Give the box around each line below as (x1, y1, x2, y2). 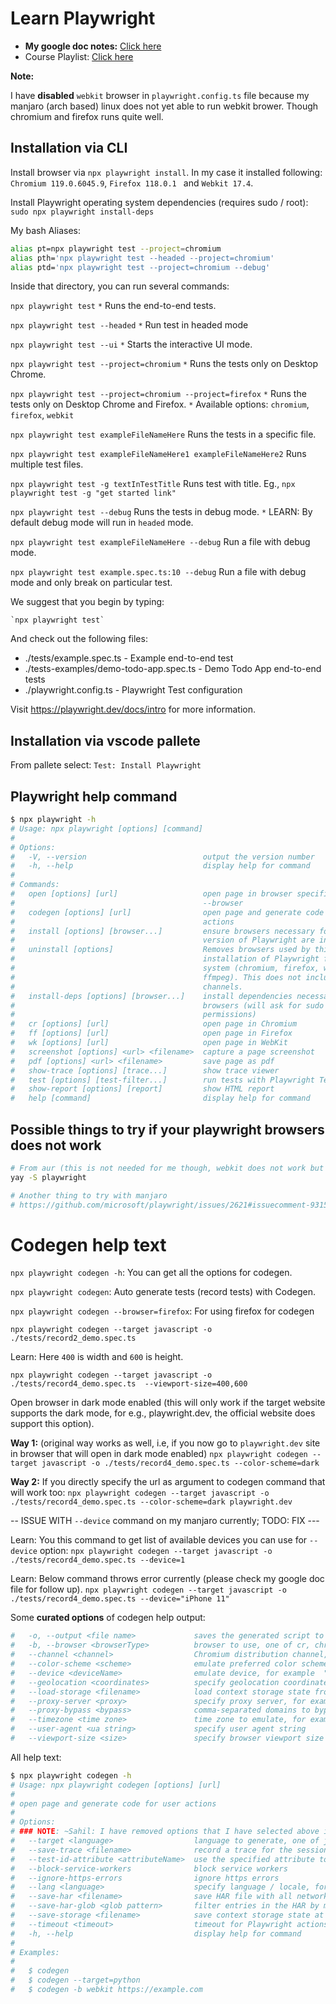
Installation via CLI (10, 140, 128, 157)
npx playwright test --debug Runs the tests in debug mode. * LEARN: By (10, 506, 313, 518)
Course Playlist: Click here (24, 50, 134, 62)
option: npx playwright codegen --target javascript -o (39, 1545, 273, 1557)
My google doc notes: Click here (24, 40, 162, 52)
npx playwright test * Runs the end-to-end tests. (10, 300, 217, 312)
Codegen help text (10, 1233, 167, 1256)
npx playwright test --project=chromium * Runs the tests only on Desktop (10, 358, 318, 370)
